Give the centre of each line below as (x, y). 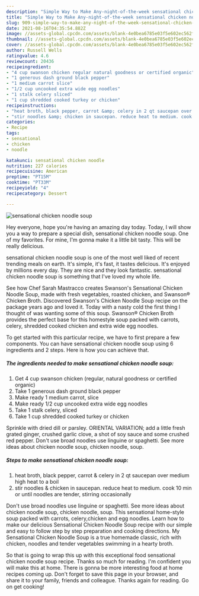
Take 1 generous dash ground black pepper (68, 391)
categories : (21, 122)
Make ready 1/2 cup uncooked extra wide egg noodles (81, 404)
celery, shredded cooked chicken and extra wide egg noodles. (82, 326)
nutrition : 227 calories (37, 166)
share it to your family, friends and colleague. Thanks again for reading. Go (97, 580)
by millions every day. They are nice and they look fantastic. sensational (94, 270)
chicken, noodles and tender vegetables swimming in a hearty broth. (90, 543)
